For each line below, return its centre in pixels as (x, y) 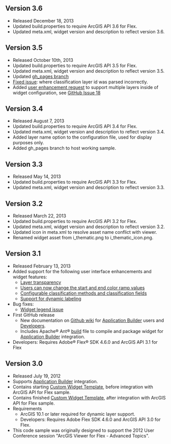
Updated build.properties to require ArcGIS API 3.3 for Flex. (75, 182)
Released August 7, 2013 (38, 121)
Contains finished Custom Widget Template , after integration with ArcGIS (89, 397)
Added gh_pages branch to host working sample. (64, 148)
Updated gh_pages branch (40, 76)
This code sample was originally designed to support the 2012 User (83, 430)
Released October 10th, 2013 (43, 60)
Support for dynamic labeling (51, 298)
